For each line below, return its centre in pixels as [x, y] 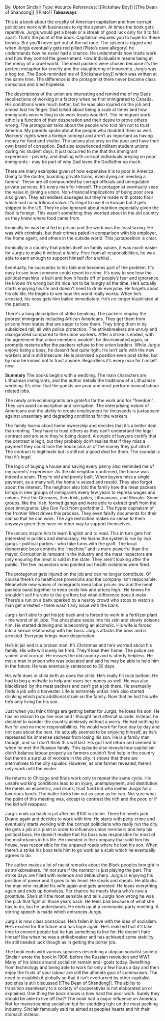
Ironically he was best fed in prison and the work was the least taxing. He [79, 228]
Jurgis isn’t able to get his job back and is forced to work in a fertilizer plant [81, 615]
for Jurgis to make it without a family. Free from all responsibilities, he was [80, 253]
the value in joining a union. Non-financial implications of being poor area [79, 192]
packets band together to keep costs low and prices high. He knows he [78, 590]
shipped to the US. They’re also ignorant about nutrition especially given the [82, 208]
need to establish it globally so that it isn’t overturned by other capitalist [78, 978]
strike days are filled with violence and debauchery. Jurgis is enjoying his [79, 875]
